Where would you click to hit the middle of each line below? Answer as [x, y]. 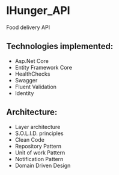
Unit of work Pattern [40, 153]
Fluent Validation [36, 87]
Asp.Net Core [32, 61]
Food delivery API [28, 27]
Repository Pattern [38, 146]
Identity [24, 93]
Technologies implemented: [60, 46]
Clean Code [30, 139]
